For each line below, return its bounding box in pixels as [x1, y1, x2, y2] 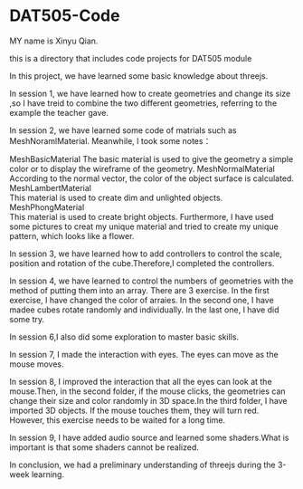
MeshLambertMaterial [9, 182, 92, 193]
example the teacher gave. [9, 107, 109, 118]
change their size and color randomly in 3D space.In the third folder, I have [9, 395, 288, 406]
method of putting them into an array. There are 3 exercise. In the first [9, 284, 270, 295]
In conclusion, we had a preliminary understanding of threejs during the [9, 459, 276, 470]
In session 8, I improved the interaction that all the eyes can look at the [9, 376, 273, 387]
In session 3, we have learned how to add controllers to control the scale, [9, 248, 282, 259]
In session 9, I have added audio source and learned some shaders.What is [9, 432, 289, 443]
